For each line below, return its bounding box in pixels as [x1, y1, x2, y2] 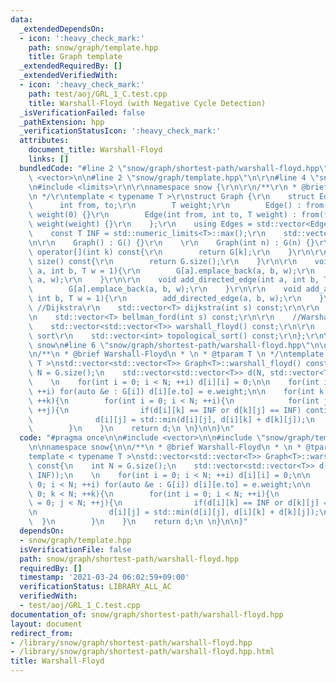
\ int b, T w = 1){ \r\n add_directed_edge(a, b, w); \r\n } [28, 294, 325, 304]
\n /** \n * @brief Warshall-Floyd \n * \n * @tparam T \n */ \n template [28, 349, 325, 360]
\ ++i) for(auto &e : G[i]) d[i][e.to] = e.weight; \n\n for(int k [28, 386, 325, 396]
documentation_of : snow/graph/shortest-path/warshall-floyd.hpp [10, 609, 284, 620]
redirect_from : [10, 628, 74, 638]
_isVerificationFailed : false [19, 107, 145, 118]
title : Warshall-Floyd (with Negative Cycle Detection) [28, 98, 267, 108]
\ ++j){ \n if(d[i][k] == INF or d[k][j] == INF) [28, 405, 302, 415]
